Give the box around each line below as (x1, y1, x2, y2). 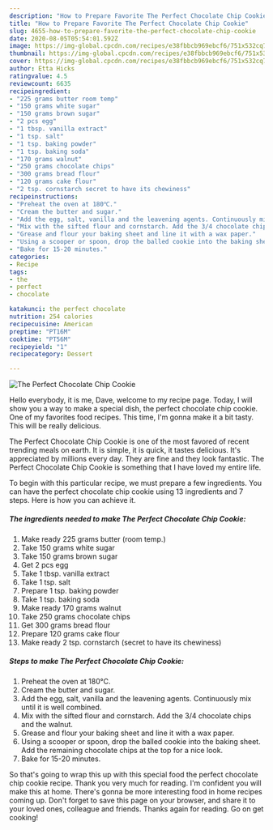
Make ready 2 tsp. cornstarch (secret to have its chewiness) (20, 637, 222, 648)
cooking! (9, 813, 39, 823)
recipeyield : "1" (9, 343, 68, 351)
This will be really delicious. (9, 421, 102, 431)
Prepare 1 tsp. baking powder (20, 586, 120, 596)
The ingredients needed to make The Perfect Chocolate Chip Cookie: (9, 513, 246, 523)
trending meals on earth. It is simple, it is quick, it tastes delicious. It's (9, 445, 241, 455)
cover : (9, 57, 32, 66)
